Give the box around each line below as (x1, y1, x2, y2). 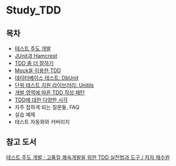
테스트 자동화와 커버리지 (14, 118, 70, 125)
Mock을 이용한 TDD (14, 67, 62, 74)
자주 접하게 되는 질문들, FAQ (14, 104, 80, 110)
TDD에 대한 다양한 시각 (14, 96, 68, 103)
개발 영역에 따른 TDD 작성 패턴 (14, 89, 85, 96)
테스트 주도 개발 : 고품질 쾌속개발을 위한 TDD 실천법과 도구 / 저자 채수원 (6, 154, 170, 161)
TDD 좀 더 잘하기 (14, 60, 54, 66)
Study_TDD (6, 4, 62, 17)
